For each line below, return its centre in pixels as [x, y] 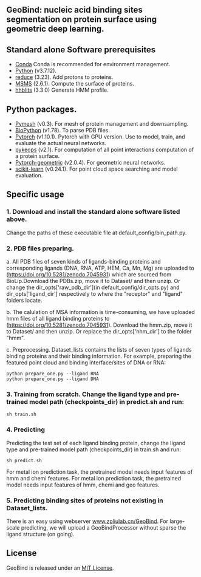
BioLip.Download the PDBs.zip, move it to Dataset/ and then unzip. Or [93, 281]
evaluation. [29, 176]
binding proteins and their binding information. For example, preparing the [99, 356]
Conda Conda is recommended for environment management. [93, 64]
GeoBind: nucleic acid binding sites [74, 10]
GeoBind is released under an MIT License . [60, 568]
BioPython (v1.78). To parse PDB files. [63, 131]
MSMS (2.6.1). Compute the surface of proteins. [75, 84]
